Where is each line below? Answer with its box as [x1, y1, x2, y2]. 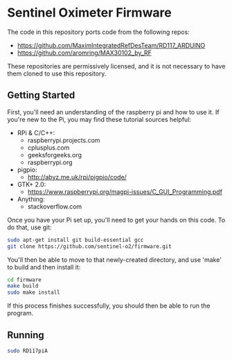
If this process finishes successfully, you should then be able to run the [7, 301, 211, 310]
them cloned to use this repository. [7, 69, 107, 78]
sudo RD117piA [7, 347, 48, 354]
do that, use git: [7, 223, 52, 231]
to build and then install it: [7, 263, 81, 271]
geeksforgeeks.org [27, 150, 82, 159]
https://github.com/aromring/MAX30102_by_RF [17, 49, 152, 57]
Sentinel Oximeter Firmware [7, 5, 172, 21]
